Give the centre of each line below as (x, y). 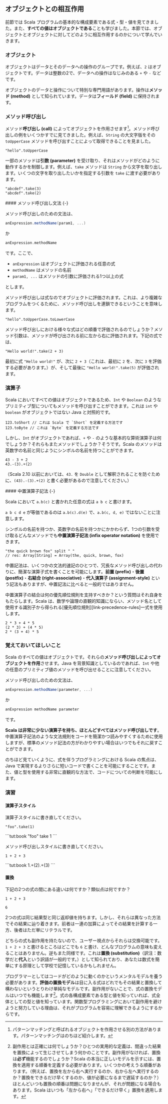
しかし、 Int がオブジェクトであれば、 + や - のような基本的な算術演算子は (81, 438)
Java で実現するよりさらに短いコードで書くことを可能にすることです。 (78, 766)
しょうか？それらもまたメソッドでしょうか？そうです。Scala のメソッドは (85, 444)
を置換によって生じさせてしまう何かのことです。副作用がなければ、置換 (86, 1052)
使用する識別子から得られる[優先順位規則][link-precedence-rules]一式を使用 (84, 607)
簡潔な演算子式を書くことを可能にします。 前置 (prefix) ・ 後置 (81, 572)
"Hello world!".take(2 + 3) (34, 351)
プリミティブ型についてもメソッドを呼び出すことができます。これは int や (81, 406)
